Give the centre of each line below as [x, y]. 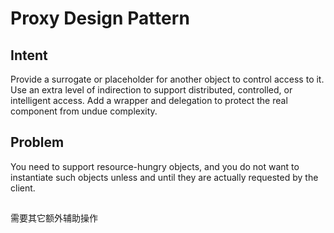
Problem [37, 142]
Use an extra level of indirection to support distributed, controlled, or [151, 90]
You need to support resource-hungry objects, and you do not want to [155, 166]
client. [23, 188]
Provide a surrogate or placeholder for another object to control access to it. [167, 79]
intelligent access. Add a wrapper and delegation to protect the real [149, 100]
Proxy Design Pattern [100, 18]
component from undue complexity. [84, 111]
